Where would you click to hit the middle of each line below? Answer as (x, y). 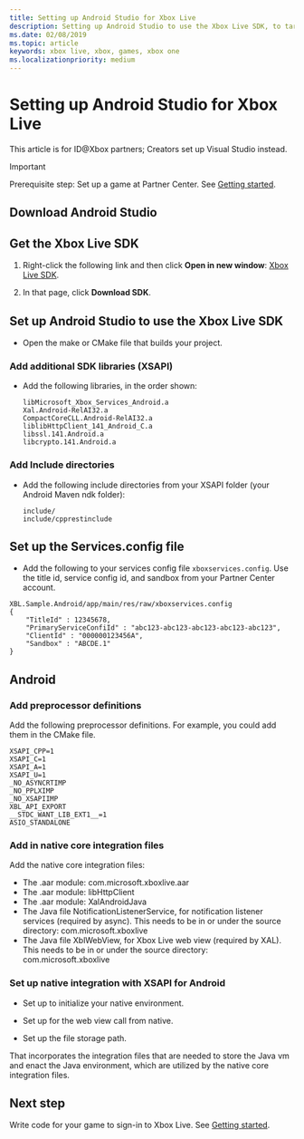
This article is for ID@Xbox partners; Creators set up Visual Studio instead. (148, 149)
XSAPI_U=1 (28, 776)
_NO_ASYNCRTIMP (38, 783)
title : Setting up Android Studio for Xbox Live (103, 18)
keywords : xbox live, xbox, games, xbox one (95, 52)
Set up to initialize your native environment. (103, 1003)
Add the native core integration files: (77, 865)
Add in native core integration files (87, 845)
